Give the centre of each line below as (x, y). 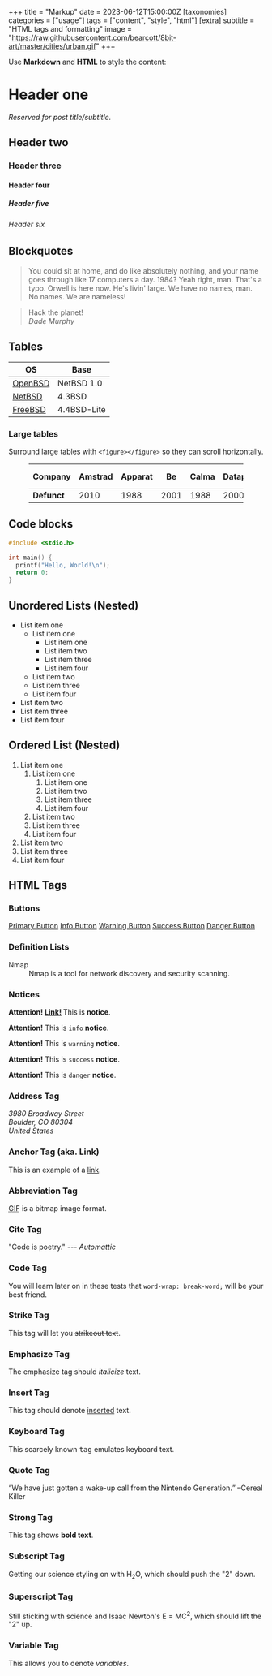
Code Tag (28, 1268)
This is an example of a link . (55, 1170)
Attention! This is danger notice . (62, 1075)
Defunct (49, 495)
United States (31, 1131)
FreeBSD (29, 409)
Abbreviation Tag (43, 1191)
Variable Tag (34, 1645)
